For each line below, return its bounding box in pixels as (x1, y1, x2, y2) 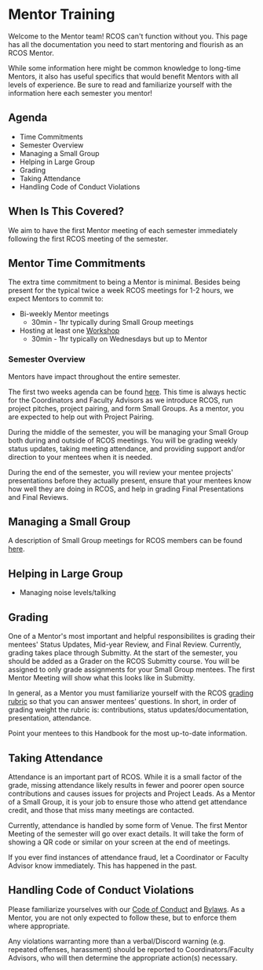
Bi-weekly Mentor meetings (19, 309, 110, 319)
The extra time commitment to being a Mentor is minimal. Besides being (8, 277, 241, 287)
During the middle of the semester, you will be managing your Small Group (8, 427, 249, 436)
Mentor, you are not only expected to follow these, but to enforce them (8, 913, 237, 922)
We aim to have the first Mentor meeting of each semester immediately (8, 225, 238, 235)
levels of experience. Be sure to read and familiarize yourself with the (8, 80, 232, 89)
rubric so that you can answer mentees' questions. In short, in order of (8, 697, 237, 706)
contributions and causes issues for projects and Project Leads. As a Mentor (8, 789, 256, 798)
